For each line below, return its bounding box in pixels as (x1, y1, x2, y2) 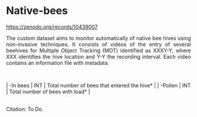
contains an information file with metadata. (6, 59, 110, 66)
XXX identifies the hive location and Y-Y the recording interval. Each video (6, 53, 191, 60)
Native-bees (6, 4, 69, 17)
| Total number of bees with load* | (6, 88, 90, 95)
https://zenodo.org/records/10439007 (6, 23, 98, 30)
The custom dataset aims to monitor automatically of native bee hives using (6, 34, 191, 41)
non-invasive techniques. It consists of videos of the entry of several (6, 41, 191, 48)
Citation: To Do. (6, 105, 44, 112)
